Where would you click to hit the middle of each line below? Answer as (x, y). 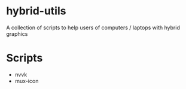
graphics (17, 33)
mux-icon (27, 81)
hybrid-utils (36, 11)
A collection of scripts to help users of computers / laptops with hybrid (93, 27)
